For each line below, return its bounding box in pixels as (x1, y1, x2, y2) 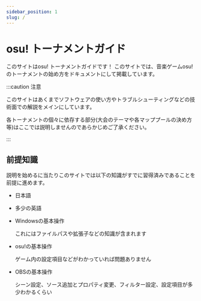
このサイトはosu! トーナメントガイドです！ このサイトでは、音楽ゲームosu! (6, 63, 193, 70)
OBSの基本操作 (14, 268, 53, 276)
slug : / (6, 14, 26, 20)
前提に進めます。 (6, 179, 48, 186)
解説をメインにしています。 (26, 103, 95, 111)
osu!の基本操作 (14, 243, 52, 250)
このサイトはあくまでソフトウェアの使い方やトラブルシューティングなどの (6, 96, 190, 103)
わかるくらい (20, 288, 52, 296)
